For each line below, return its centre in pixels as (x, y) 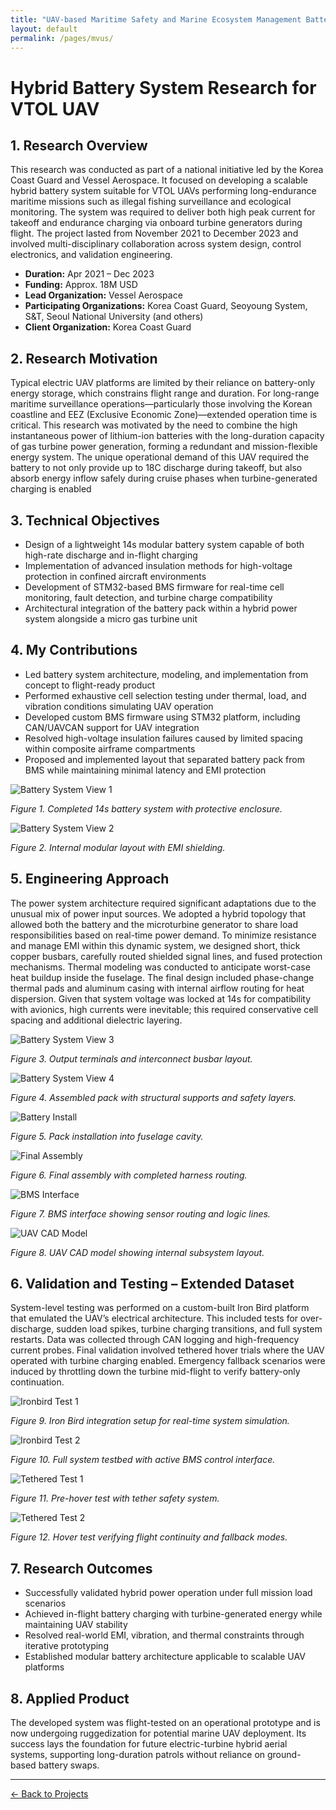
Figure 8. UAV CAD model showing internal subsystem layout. (137, 1252)
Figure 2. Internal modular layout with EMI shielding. (118, 847)
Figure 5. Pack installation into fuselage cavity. (107, 1136)
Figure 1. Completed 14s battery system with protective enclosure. (146, 808)
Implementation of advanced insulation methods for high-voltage (158, 565)
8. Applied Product (70, 1698)
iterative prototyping (66, 1646)
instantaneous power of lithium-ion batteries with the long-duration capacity (167, 436)
